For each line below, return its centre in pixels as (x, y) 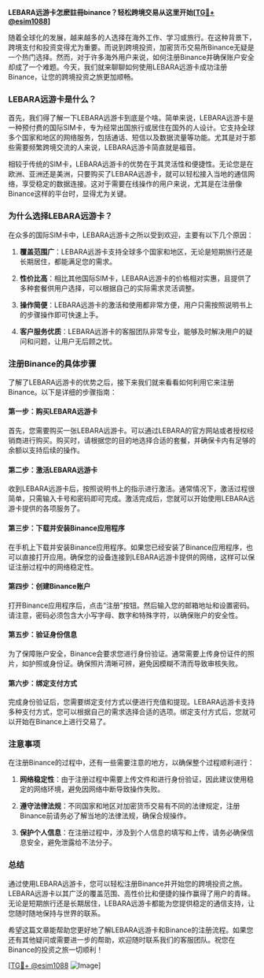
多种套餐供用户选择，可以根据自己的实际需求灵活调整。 (109, 288)
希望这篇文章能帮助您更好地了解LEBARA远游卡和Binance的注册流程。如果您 (131, 930)
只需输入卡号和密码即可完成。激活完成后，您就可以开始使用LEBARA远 (142, 499)
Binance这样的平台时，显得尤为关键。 (70, 194)
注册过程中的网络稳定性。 (56, 567)
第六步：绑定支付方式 (42, 683)
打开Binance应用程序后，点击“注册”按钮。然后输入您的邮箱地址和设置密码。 (131, 605)
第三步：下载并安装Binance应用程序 (67, 528)
